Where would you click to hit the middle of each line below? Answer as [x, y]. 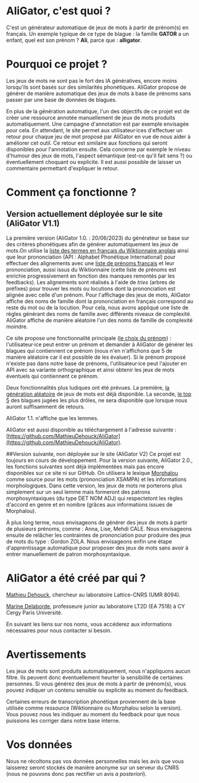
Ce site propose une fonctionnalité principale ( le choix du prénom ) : [89, 338]
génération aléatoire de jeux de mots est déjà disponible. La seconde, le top [99, 394]
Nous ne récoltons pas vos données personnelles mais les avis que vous [95, 761]
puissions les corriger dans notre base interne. [63, 720]
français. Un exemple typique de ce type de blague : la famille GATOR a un [97, 33]
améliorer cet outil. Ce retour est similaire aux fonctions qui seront [87, 143]
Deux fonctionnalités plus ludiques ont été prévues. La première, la [88, 387]
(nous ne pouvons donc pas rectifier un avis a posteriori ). [77, 773]
